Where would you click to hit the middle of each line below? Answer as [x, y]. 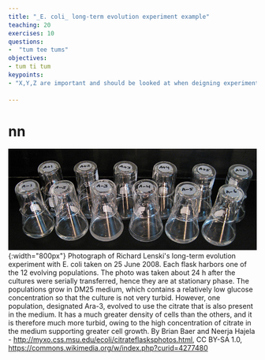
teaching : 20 [30, 25]
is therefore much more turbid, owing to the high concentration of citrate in [130, 322]
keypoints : [26, 75]
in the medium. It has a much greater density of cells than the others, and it [130, 314]
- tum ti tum [30, 67]
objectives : [28, 58]
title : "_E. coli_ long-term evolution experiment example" [109, 17]
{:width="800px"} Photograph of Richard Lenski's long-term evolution [122, 255]
